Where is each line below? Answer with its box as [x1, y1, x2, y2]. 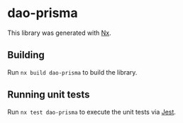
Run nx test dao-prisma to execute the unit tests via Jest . [7, 107, 176, 116]
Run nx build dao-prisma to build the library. [7, 68, 138, 76]
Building [7, 49, 45, 61]
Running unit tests [7, 89, 90, 101]
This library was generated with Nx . [7, 28, 111, 37]
